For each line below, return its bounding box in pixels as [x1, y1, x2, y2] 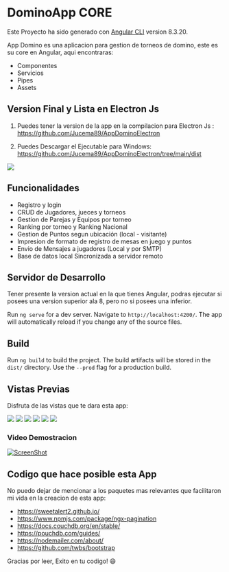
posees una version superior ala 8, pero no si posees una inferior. [7, 297, 192, 305]
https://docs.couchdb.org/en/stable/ [16, 522, 121, 530]
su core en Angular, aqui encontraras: [7, 48, 114, 56]
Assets [16, 83, 37, 91]
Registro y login [16, 201, 62, 209]
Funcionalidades [7, 182, 80, 194]
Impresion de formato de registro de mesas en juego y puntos [16, 237, 192, 245]
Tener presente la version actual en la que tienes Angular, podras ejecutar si [7, 290, 222, 298]
